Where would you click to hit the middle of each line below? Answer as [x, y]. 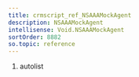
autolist [31, 66]
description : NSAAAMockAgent [56, 23]
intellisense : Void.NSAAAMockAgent [66, 30]
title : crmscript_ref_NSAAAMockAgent [70, 15]
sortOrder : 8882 [35, 37]
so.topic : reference [42, 44]
